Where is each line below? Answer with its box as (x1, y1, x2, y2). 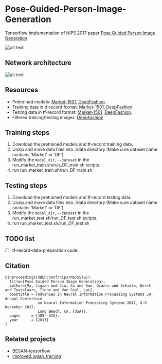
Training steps (5, 128, 50, 137)
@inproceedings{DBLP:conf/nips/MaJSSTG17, (5, 275, 92, 280)
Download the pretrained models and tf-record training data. (12, 142, 133, 147)
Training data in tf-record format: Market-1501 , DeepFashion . (12, 104, 134, 110)
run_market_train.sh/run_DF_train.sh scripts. (12, 162, 101, 168)
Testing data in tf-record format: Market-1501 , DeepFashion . (12, 109, 132, 115)
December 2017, (5, 304, 36, 309)
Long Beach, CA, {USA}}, (37, 309, 89, 314)
